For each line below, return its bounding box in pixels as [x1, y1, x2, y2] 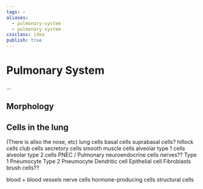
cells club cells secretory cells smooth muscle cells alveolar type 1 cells [6, 144, 185, 152]
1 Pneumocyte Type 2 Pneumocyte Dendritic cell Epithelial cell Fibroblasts [6, 158, 191, 165]
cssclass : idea [6, 32, 45, 38]
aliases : [6, 15, 29, 21]
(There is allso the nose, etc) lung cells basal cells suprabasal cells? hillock [6, 138, 194, 146]
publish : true [6, 37, 43, 43]
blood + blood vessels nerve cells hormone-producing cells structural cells [6, 176, 194, 184]
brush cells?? [6, 164, 40, 171]
